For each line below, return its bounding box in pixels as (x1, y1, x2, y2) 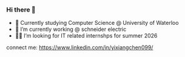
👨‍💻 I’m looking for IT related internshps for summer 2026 (15, 32, 158, 39)
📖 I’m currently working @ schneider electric (15, 25, 127, 33)
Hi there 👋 (6, 5, 36, 14)
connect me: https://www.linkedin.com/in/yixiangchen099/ (6, 44, 153, 51)
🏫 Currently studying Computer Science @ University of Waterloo (15, 19, 179, 27)
